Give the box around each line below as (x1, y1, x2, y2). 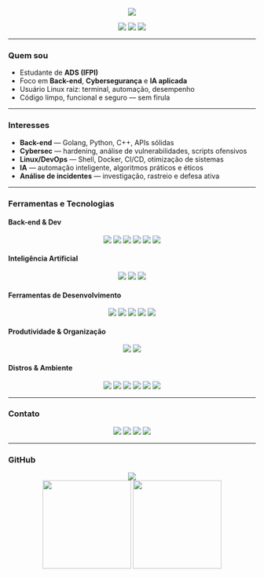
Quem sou (8, 49, 49, 60)
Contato (8, 408, 40, 419)
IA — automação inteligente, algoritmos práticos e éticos (19, 163, 204, 172)
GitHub (8, 454, 36, 465)
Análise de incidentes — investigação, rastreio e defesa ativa (19, 171, 220, 181)
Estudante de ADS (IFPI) (19, 68, 99, 78)
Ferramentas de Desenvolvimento (8, 290, 122, 300)
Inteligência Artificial (8, 254, 79, 263)
